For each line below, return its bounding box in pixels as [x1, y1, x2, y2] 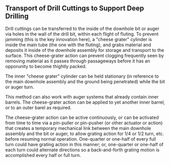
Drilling [5, 12, 29, 21]
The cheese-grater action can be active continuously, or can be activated [5, 114, 159, 120]
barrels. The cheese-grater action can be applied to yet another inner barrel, [5, 99, 165, 105]
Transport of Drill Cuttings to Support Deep [5, 4, 145, 13]
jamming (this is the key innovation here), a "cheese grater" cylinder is [5, 36, 152, 42]
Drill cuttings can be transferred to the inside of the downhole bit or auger [5, 25, 160, 31]
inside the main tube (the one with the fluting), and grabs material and [5, 42, 151, 48]
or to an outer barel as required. [5, 104, 72, 111]
